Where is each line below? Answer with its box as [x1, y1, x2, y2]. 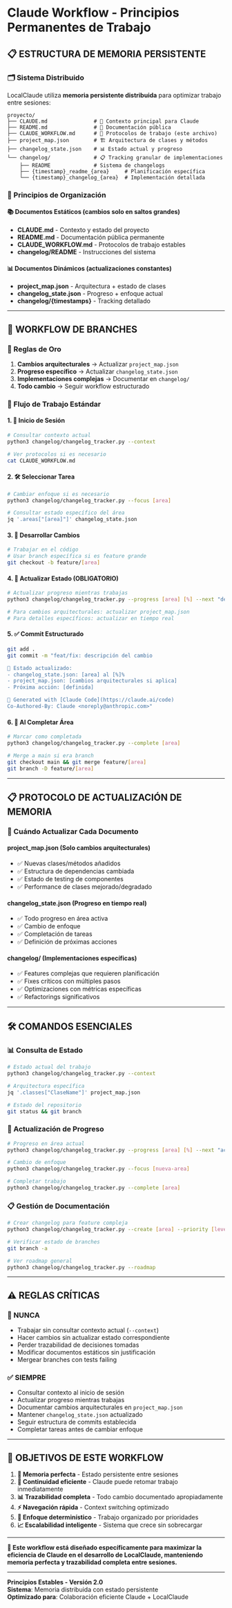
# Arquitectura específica [7, 1082, 85, 1089]
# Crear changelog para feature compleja [7, 1219, 128, 1227]
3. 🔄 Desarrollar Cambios [7, 531, 81, 539]
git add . [7, 646, 36, 653]
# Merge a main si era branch [7, 752, 95, 759]
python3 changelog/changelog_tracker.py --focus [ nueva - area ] [7, 1165, 190, 1172]
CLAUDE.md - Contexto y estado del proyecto [17, 226, 150, 233]
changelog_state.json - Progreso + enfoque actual [17, 290, 164, 298]
